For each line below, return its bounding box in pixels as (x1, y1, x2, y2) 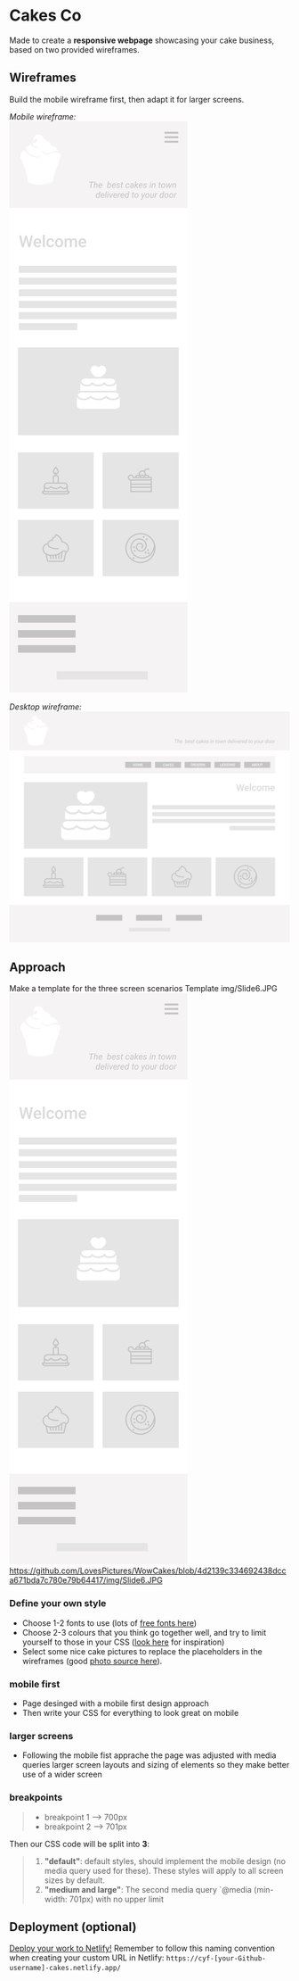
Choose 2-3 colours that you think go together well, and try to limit (21, 1627, 267, 1637)
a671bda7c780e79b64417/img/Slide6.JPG (9, 1575, 163, 1586)
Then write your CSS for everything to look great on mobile (21, 1708, 239, 1719)
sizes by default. (44, 1875, 105, 1886)
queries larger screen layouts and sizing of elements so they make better (21, 1760, 290, 1770)
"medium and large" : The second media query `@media (44, 1884, 252, 1894)
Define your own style (9, 1597, 107, 1610)
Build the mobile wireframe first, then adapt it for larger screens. (9, 94, 245, 104)
